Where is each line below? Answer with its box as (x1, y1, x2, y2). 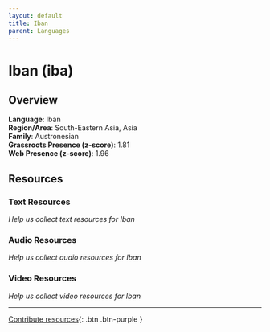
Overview (8, 93, 59, 107)
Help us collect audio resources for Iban (8, 252, 142, 262)
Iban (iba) (8, 61, 74, 80)
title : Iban (8, 19, 48, 27)
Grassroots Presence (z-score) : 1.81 (8, 140, 130, 150)
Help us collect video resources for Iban (8, 291, 141, 301)
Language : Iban (8, 114, 62, 125)
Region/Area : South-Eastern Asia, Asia (8, 123, 138, 133)
